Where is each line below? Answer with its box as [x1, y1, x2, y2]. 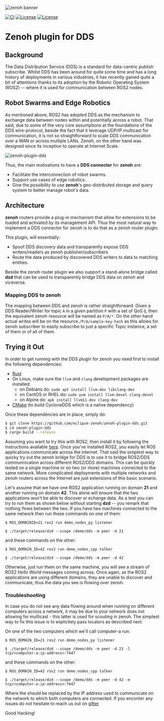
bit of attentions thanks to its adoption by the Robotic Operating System [5, 79, 149, 85]
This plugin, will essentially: [5, 234, 61, 240]
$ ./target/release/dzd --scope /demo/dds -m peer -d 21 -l [5, 646, 131, 651]
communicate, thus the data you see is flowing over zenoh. [5, 580, 124, 586]
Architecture [5, 201, 45, 210]
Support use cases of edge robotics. [12, 176, 86, 182]
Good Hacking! [5, 710, 35, 716]
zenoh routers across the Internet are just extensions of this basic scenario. [5, 475, 158, 481]
